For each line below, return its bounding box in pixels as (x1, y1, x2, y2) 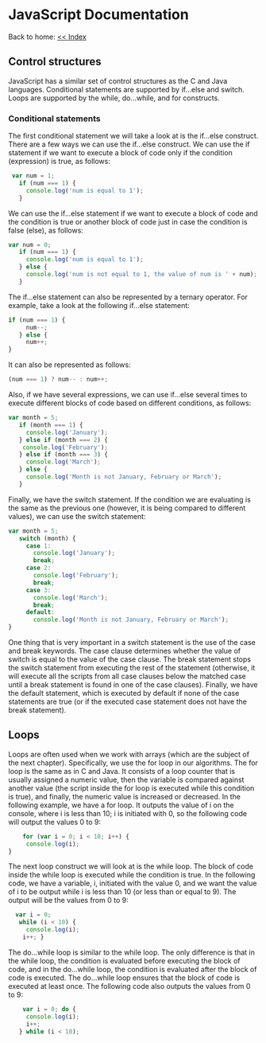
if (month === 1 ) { (18, 420, 83, 429)
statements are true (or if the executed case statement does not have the (8, 697, 248, 706)
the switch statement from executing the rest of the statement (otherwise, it (8, 663, 256, 673)
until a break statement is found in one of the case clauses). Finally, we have (8, 680, 258, 689)
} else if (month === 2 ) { (18, 436, 109, 443)
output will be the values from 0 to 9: (8, 896, 129, 905)
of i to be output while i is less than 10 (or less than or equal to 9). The (8, 887, 237, 897)
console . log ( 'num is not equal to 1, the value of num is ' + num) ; (25, 271, 258, 279)
